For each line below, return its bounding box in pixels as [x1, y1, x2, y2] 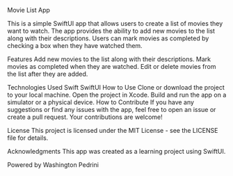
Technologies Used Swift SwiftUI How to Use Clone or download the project [7, 83, 225, 91]
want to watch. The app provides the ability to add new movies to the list [7, 27, 216, 35]
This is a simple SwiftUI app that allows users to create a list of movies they [7, 19, 223, 27]
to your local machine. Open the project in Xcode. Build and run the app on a [7, 90, 227, 99]
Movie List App [7, 6, 51, 14]
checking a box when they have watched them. [7, 42, 143, 49]
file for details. [7, 134, 49, 142]
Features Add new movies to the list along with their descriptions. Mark [7, 55, 211, 63]
